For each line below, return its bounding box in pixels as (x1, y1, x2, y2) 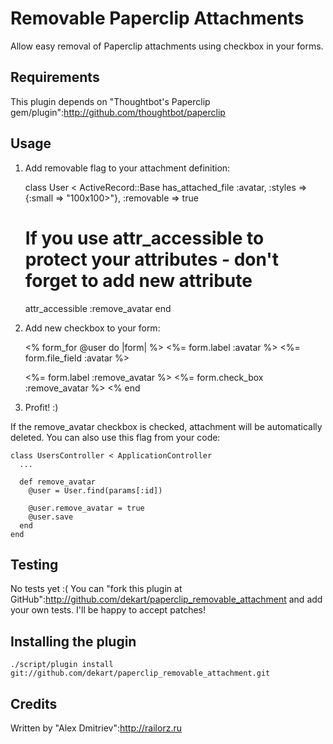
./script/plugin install (10, 660, 114, 670)
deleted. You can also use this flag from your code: (10, 431, 221, 443)
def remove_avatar (19, 477, 97, 487)
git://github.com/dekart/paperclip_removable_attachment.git (10, 668, 271, 679)
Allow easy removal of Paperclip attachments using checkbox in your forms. (10, 40, 324, 52)
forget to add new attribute (24, 269, 253, 292)
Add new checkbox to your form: (24, 322, 161, 334)
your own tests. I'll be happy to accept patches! (10, 604, 206, 616)
